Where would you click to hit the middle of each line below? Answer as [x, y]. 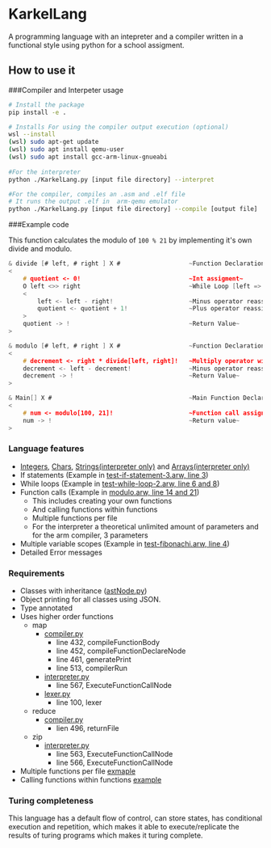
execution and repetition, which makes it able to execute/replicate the [124, 827]
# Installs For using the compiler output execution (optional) [119, 127]
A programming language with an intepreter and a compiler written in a [126, 36]
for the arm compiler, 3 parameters [90, 535]
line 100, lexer [79, 702]
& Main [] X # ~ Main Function [124, 398]
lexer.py [57, 694]
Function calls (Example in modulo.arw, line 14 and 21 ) [110, 492]
